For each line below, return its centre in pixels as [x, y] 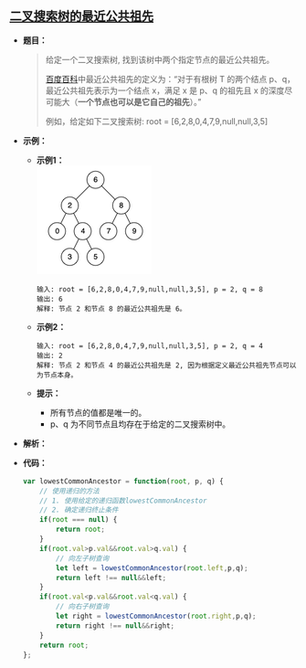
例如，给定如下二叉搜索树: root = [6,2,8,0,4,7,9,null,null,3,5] [157, 121]
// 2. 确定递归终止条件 [79, 510]
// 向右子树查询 [83, 607]
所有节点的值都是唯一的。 [98, 412]
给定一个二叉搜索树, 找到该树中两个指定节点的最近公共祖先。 [160, 59]
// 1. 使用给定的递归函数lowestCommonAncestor [123, 501]
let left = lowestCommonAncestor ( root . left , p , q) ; [152, 568]
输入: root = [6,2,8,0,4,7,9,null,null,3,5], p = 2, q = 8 [149, 289]
